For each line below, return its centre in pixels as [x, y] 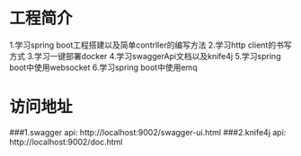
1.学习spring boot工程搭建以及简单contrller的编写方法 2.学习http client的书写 [150, 45]
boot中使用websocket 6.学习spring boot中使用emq [103, 67]
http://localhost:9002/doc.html [66, 142]
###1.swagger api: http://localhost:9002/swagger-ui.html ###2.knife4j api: [148, 132]
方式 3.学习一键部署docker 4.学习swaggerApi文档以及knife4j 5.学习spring [145, 56]
